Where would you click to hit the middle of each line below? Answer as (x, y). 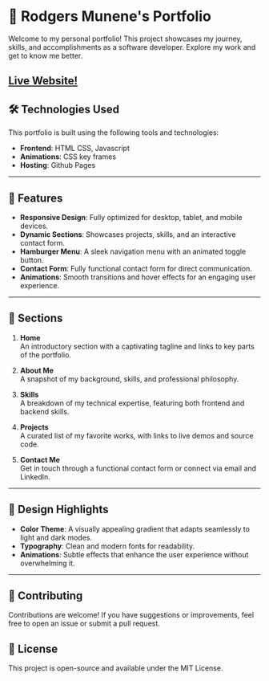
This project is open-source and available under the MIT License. (116, 668)
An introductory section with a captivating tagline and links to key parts (137, 346)
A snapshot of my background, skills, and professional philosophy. (129, 379)
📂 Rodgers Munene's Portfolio (110, 16)
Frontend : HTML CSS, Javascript (75, 149)
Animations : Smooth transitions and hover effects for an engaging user (138, 277)
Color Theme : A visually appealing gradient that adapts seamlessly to (135, 528)
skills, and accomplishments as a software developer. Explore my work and (132, 47)
